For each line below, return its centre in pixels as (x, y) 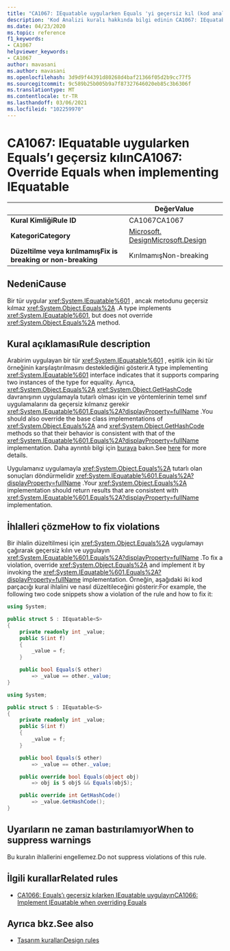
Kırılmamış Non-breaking (169, 255)
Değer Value (174, 209)
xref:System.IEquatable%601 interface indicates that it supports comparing (113, 375)
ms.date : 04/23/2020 (37, 26)
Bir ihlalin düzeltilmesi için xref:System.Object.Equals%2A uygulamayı (105, 543)
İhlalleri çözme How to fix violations (84, 527)
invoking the (25, 572)
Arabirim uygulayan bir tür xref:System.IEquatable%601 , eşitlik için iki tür (110, 360)
